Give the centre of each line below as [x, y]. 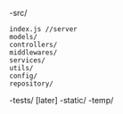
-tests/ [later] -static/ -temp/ [61, 100]
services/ [28, 61]
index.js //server [43, 29]
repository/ [31, 84]
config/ [24, 76]
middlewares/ [33, 53]
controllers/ [33, 45]
